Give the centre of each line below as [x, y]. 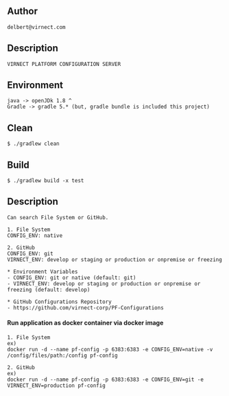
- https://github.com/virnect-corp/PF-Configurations [86, 308]
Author [22, 11]
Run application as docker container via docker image [85, 323]
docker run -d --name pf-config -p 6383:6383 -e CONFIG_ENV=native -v [110, 350]
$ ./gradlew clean [33, 144]
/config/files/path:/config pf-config [62, 356]
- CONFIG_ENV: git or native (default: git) [72, 278]
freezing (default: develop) [49, 289]
